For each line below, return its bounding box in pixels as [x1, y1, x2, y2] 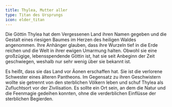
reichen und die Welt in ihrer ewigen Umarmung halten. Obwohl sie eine [5, 47, 158, 54]
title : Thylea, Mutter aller [5, 7, 68, 13]
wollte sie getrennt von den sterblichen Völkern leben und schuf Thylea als [5, 79, 163, 85]
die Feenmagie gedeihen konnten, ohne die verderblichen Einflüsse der [5, 91, 157, 97]
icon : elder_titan [5, 17, 45, 22]
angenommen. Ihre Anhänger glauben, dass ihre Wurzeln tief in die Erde [5, 42, 158, 48]
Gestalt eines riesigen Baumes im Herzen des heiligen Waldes [5, 37, 137, 43]
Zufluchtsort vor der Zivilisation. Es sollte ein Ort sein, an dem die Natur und [5, 85, 166, 91]
